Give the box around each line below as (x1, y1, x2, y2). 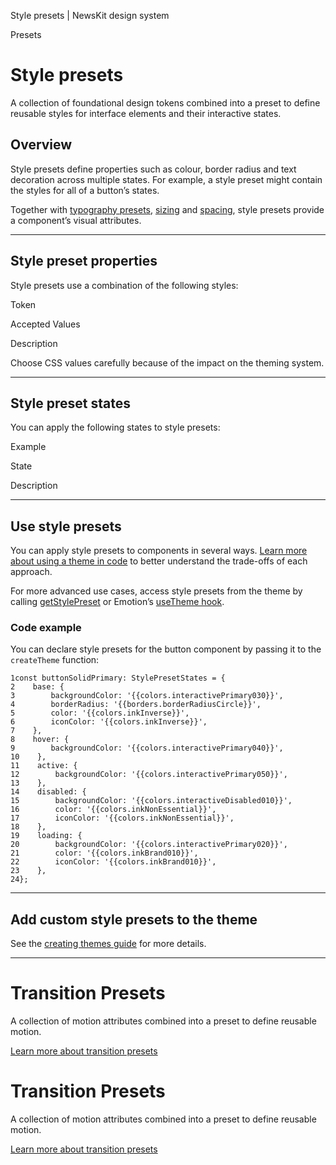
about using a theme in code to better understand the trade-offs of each (10, 555, 308, 567)
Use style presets (10, 518, 122, 535)
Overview (10, 136, 73, 154)
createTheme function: (10, 654, 100, 666)
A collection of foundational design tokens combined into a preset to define (10, 96, 321, 109)
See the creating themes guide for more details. (10, 938, 207, 950)
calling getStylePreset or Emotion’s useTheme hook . (10, 596, 225, 608)
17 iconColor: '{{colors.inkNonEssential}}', (10, 813, 235, 824)
